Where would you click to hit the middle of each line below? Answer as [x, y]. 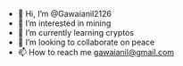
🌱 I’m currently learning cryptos [75, 33]
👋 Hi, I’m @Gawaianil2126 [64, 14]
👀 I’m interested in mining [64, 23]
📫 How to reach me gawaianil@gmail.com [96, 52]
